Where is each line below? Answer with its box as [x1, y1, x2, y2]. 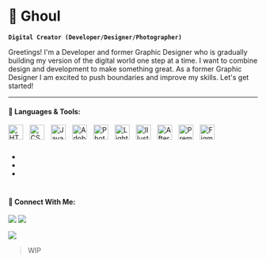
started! [8, 81, 34, 90]
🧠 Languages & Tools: [8, 106, 81, 116]
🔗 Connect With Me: [8, 197, 76, 206]
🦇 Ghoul [8, 7, 61, 25]
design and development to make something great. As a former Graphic [8, 63, 242, 74]
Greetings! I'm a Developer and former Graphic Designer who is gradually [8, 47, 248, 56]
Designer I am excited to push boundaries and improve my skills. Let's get [8, 72, 249, 82]
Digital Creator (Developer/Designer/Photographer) [8, 33, 182, 41]
